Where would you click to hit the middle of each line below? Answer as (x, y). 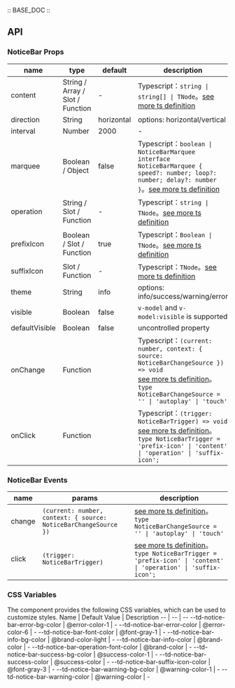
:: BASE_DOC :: (29, 10)
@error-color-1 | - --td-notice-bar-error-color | (134, 625)
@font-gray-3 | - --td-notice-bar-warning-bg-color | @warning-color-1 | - (114, 669)
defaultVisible (33, 328)
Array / (74, 90)
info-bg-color (27, 640)
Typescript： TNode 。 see (177, 267)
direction (26, 120)
